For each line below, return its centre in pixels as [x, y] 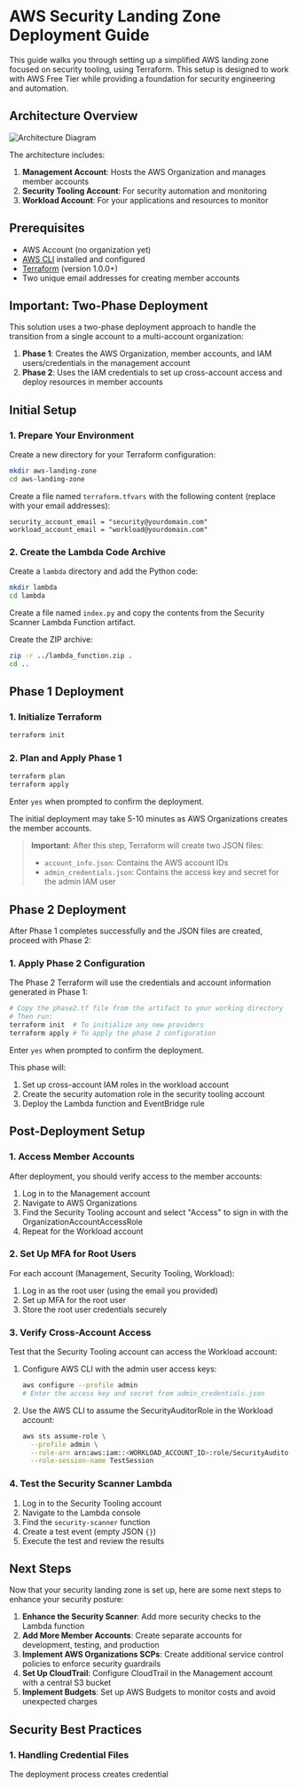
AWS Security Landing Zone [115, 16]
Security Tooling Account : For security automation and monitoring [145, 191]
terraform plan [37, 776]
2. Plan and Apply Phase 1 [66, 759]
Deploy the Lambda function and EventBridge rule [114, 1103]
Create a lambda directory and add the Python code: [104, 571]
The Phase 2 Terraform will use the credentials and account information [141, 982]
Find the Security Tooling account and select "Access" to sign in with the [155, 1212]
